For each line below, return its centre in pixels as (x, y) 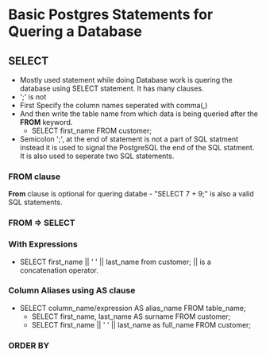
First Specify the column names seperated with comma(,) (114, 105)
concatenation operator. (59, 270)
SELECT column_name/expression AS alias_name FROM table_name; (133, 308)
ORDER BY (29, 345)
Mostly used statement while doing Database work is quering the (126, 80)
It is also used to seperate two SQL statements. (97, 156)
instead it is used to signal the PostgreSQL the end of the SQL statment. (137, 147)
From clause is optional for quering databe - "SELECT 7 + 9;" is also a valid (131, 194)
